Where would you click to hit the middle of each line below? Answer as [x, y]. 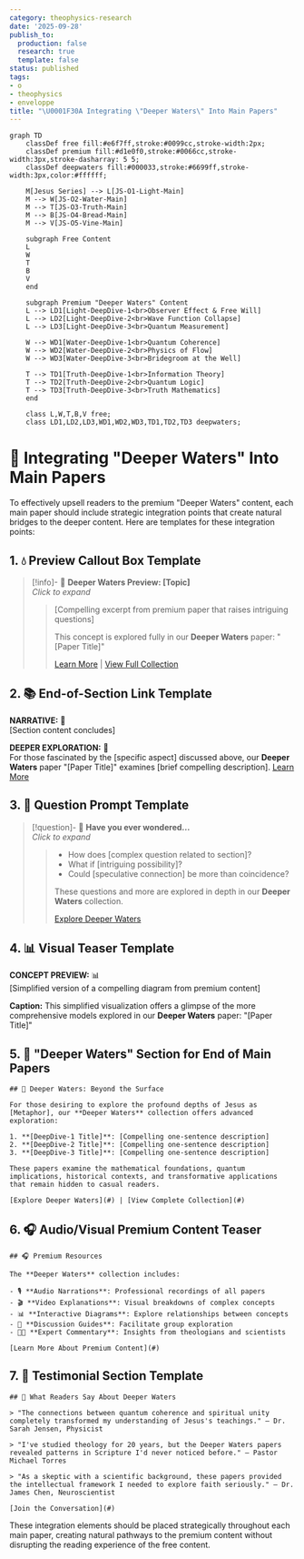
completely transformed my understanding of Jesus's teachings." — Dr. [147, 1421]
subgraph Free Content [69, 239]
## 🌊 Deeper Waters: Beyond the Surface [87, 1089]
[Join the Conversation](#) [63, 1508]
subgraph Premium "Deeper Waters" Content [107, 303]
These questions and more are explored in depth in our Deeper [172, 891]
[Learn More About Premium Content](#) [85, 1348]
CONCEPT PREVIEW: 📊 [54, 975]
